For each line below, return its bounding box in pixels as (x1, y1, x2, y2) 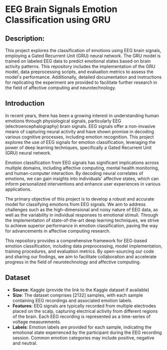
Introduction (5, 99, 45, 108)
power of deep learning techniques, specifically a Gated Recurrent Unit (5, 144, 151, 150)
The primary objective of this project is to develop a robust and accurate (5, 196, 154, 202)
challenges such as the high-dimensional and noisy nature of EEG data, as (5, 207, 158, 213)
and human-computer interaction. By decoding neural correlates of (5, 170, 143, 176)
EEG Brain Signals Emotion (5, 4, 117, 15)
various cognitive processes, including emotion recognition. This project (5, 134, 154, 140)
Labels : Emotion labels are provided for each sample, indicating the (12, 324, 151, 330)
